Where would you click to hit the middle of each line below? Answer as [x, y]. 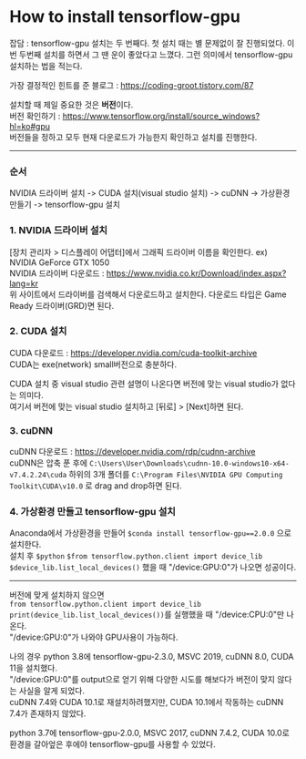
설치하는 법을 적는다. [46, 66]
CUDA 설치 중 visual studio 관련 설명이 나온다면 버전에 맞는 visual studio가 [144, 384]
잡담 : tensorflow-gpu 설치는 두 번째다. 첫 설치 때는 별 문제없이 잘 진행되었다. [147, 43]
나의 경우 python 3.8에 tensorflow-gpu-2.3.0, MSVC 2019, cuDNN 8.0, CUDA [152, 657]
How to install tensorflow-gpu [125, 17]
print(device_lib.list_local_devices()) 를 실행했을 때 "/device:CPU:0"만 [147, 615]
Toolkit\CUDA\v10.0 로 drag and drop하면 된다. [96, 486]
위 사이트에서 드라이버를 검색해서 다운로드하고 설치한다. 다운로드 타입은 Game [148, 294]
